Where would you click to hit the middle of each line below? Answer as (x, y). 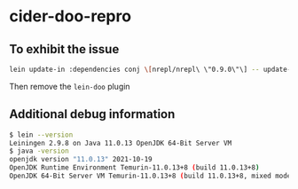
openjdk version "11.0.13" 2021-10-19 (81, 160)
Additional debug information (92, 114)
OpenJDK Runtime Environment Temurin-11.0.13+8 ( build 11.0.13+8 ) (134, 168)
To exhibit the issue (64, 49)
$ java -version (39, 151)
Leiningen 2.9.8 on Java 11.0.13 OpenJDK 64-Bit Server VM (121, 143)
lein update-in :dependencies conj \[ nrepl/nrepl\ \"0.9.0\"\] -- (134, 69)
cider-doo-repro (70, 16)
